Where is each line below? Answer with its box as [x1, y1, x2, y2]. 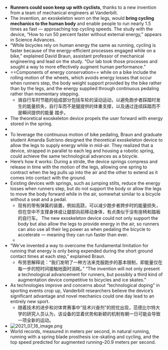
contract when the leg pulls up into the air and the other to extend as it [10, 169, 158, 175]
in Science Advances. [10, 37, 56, 43]
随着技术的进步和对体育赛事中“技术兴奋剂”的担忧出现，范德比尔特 [17, 305, 156, 310]
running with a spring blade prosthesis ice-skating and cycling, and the [10, 334, 159, 340]
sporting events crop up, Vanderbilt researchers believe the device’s [10, 287, 154, 294]
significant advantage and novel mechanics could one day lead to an [10, 293, 154, 299]
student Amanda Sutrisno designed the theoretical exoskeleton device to [10, 137, 163, 143]
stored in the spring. [10, 121, 52, 127]
